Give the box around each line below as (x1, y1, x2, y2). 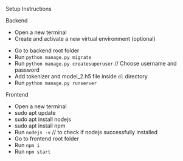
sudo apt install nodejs (14, 115, 71, 123)
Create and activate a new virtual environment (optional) (14, 35, 156, 42)
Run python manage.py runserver (14, 79, 97, 86)
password (14, 66, 40, 74)
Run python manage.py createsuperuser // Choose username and (14, 60, 177, 67)
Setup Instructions (5, 5, 52, 12)
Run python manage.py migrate (14, 53, 92, 60)
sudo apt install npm (14, 122, 66, 129)
